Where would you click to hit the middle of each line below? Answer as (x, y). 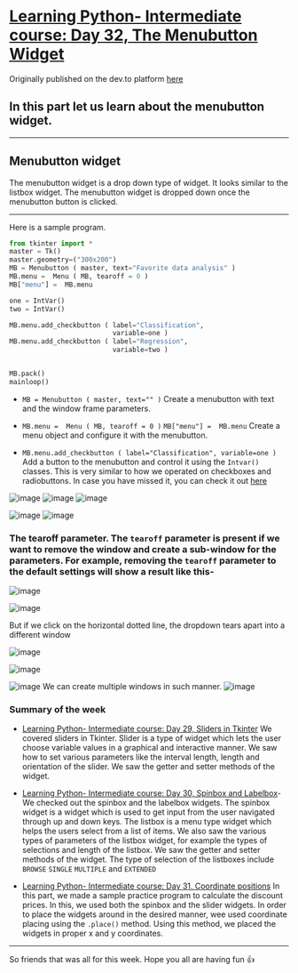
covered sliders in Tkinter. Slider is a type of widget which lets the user (152, 738)
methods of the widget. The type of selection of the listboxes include (148, 859)
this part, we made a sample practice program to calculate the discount (153, 896)
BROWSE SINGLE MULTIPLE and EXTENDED (89, 869)
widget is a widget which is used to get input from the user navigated (148, 812)
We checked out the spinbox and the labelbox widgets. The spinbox (146, 803)
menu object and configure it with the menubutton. (115, 435)
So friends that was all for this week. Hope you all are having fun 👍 (132, 960)
